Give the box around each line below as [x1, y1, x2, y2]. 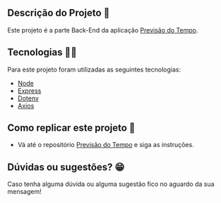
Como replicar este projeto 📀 [7, 122, 136, 134]
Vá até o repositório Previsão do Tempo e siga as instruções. [17, 141, 194, 149]
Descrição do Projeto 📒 [7, 7, 110, 19]
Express [17, 86, 42, 95]
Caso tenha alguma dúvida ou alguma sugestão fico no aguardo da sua [7, 180, 215, 188]
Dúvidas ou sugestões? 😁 [7, 161, 125, 173]
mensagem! [7, 187, 42, 196]
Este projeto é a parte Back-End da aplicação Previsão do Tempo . [7, 25, 198, 34]
